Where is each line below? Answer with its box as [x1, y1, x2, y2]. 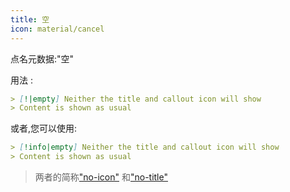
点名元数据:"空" [10, 52, 75, 65]
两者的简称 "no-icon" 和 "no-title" [34, 171, 168, 183]
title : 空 [10, 14, 50, 25]
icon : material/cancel [10, 24, 105, 34]
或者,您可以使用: [10, 122, 78, 135]
